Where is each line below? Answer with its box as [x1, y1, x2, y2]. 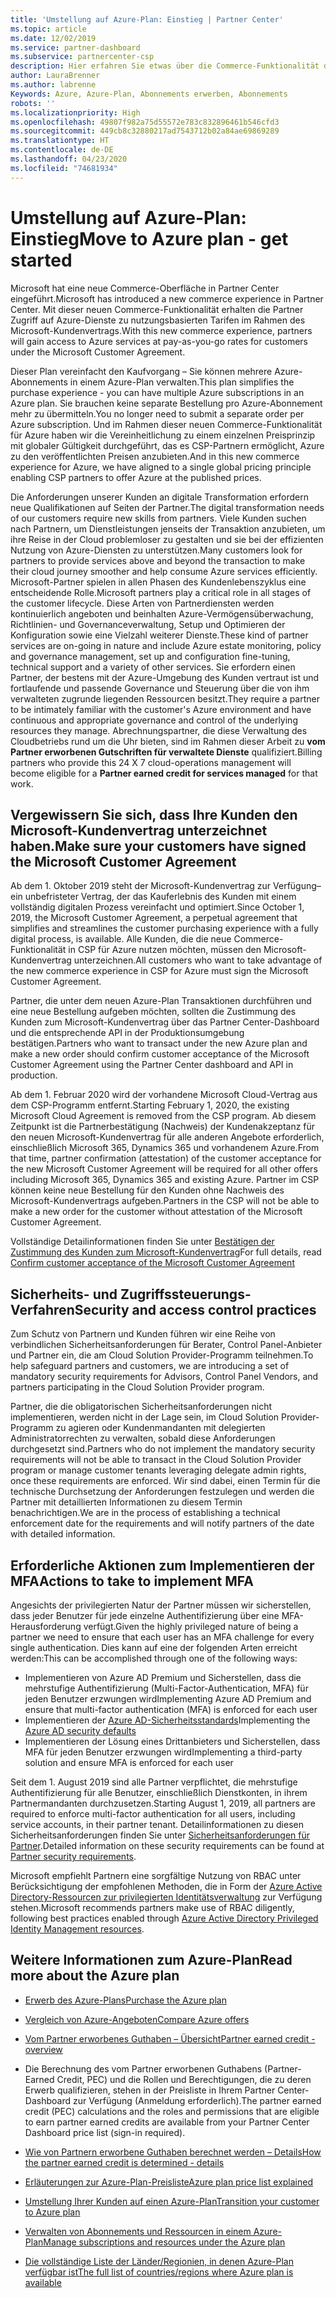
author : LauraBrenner [10, 71, 101, 81]
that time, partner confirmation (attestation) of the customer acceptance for [10, 1152, 322, 1165]
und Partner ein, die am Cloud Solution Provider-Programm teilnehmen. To [10, 1349, 314, 1361]
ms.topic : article [10, 24, 87, 34]
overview [24, 2043, 63, 2055]
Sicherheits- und [10, 1286, 118, 1303]
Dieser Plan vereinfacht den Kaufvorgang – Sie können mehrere [10, 365, 273, 377]
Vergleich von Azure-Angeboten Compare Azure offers [24, 2013, 250, 2025]
